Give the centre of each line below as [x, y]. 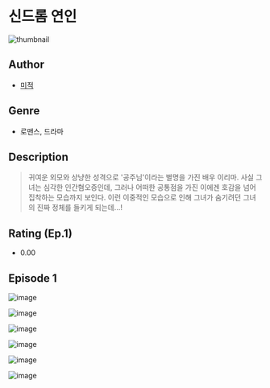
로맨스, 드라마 [42, 131]
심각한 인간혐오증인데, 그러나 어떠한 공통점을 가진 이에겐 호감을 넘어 [150, 188]
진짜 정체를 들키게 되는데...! [80, 208]
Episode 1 [33, 278]
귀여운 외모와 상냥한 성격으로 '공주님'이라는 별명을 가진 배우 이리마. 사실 [141, 177]
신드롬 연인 [43, 17]
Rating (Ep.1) [40, 233]
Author [26, 65]
